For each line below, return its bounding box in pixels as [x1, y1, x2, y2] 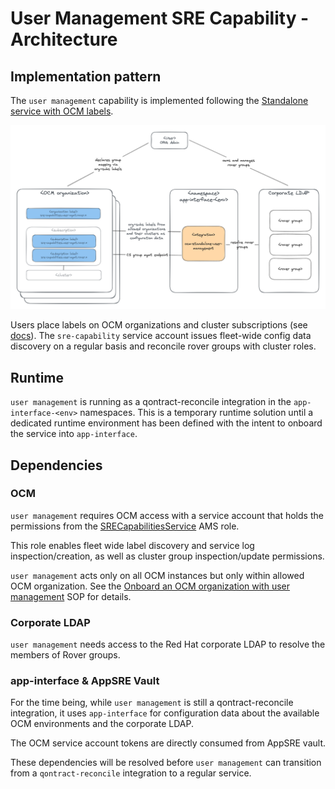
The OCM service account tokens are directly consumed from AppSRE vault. [10, 737, 326, 749]
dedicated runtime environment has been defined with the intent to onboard [10, 417, 323, 429]
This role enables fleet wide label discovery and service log [10, 539, 255, 551]
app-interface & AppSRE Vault [10, 674, 160, 688]
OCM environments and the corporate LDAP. [10, 718, 195, 730]
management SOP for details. [10, 590, 132, 602]
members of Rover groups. [10, 649, 121, 661]
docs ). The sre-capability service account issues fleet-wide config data [10, 330, 312, 342]
